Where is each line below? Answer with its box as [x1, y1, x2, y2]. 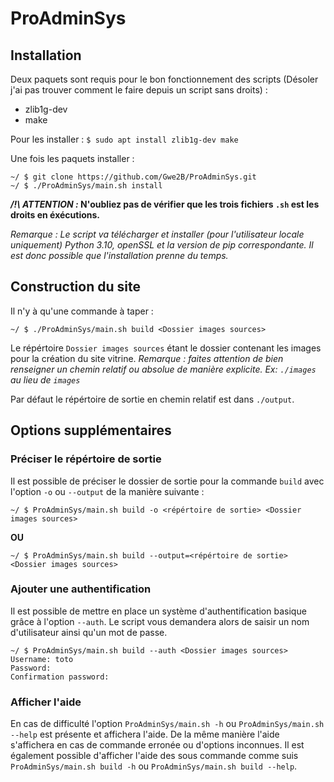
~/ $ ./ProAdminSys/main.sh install [10, 181, 163, 191]
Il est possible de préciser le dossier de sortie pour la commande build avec [10, 475, 325, 487]
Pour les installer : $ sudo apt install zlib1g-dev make [10, 133, 239, 145]
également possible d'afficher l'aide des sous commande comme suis [10, 750, 299, 762]
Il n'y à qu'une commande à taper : [10, 305, 154, 317]
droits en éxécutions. [10, 209, 101, 221]
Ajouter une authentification [10, 582, 152, 596]
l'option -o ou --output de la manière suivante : [10, 485, 205, 497]
